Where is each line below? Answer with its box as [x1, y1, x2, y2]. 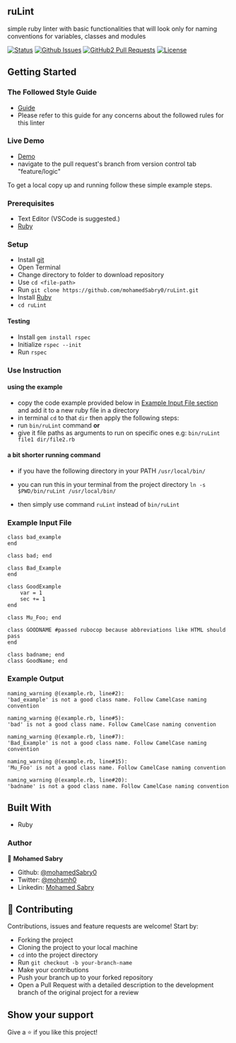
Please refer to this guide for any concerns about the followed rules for [17, 111, 224, 119]
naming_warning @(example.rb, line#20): [7, 777, 129, 784]
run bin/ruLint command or [17, 420, 100, 430]
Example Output [7, 674, 64, 684]
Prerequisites [7, 198, 54, 208]
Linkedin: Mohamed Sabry [17, 883, 95, 891]
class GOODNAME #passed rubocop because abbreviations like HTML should [7, 627, 226, 634]
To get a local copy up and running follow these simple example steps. [7, 180, 213, 189]
